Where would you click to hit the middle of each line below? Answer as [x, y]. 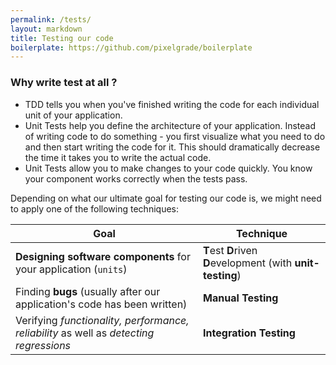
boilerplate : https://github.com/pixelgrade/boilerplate [131, 47]
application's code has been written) [101, 304]
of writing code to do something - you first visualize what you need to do [175, 136]
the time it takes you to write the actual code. [118, 157]
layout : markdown [46, 29]
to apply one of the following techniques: [94, 208]
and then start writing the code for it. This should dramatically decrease [172, 147]
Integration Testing [249, 333]
